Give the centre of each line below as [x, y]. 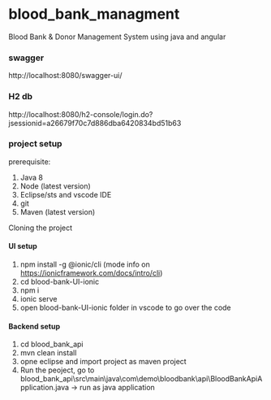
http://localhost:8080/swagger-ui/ [65, 76]
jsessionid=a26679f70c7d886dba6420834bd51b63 [95, 123]
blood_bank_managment [94, 14]
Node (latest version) [55, 186]
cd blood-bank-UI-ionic [60, 282]
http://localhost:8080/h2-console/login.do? [81, 114]
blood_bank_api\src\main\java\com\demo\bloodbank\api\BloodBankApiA [141, 379]
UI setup [23, 246]
